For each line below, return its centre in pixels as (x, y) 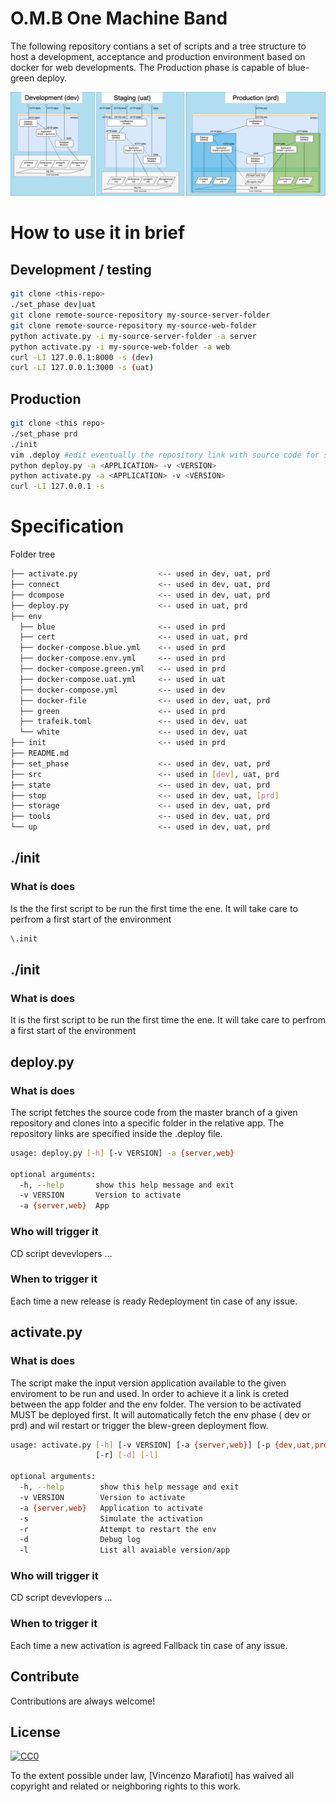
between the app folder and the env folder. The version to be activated (156, 1404)
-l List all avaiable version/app (124, 1550)
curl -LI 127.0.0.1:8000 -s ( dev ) (82, 357)
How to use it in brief (98, 233)
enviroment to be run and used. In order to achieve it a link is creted (150, 1393)
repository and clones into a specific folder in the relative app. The (147, 1123)
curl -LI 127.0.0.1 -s (57, 487)
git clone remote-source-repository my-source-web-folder (133, 325)
